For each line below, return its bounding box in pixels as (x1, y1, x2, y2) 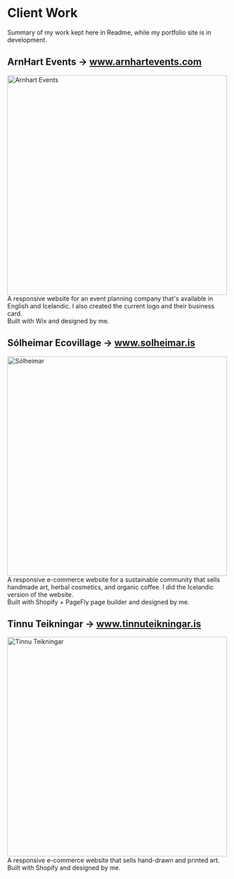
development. (7, 35, 47, 44)
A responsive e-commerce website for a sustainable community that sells (7, 575, 220, 584)
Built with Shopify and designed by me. (7, 864, 121, 872)
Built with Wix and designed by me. (7, 316, 110, 325)
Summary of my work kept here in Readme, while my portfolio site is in (7, 28, 212, 37)
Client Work (7, 5, 78, 21)
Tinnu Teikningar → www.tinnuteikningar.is (7, 618, 202, 630)
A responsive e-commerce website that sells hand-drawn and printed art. (7, 856, 220, 865)
